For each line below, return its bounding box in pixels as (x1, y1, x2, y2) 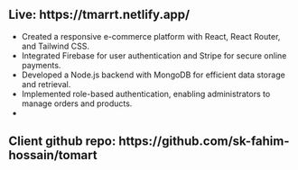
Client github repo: (8, 134, 116, 149)
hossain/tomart (8, 148, 98, 163)
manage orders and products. (21, 98, 133, 109)
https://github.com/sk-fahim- (117, 134, 290, 149)
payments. (21, 59, 61, 70)
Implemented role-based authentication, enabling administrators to (21, 88, 271, 99)
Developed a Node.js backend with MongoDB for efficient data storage (21, 69, 285, 80)
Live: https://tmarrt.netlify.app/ (8, 7, 191, 22)
